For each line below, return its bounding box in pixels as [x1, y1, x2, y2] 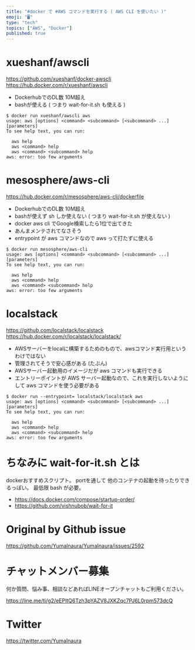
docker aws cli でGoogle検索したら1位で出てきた [14, 220, 133, 227]
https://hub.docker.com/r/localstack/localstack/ [6, 333, 122, 340]
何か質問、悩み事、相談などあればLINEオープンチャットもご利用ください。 [6, 585, 187, 592]
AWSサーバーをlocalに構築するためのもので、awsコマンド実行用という [14, 345, 187, 352]
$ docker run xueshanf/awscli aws [6, 113, 91, 119]
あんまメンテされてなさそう [14, 227, 82, 234]
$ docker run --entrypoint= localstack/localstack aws [6, 393, 143, 399]
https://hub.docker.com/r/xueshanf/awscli [6, 82, 108, 89]
